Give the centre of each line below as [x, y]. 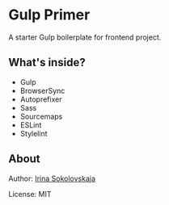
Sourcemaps [41, 116]
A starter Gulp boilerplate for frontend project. [85, 37]
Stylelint [34, 133]
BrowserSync [42, 90]
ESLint [31, 125]
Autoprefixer [41, 99]
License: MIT [30, 194]
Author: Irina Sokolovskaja [52, 178]
